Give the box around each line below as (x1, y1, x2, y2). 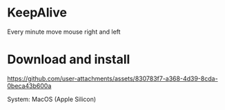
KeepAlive (7, 5, 68, 21)
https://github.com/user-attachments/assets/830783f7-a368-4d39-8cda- (7, 74, 219, 82)
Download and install (7, 52, 130, 67)
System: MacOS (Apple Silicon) (7, 95, 97, 103)
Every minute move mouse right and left (7, 27, 121, 36)
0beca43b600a (7, 81, 52, 90)
